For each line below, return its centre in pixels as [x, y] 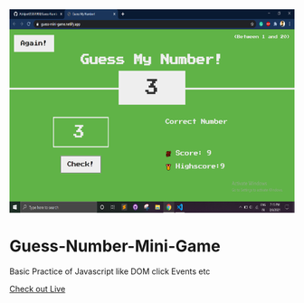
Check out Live [38, 289]
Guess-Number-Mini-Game [115, 246]
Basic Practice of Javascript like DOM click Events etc [110, 271]
